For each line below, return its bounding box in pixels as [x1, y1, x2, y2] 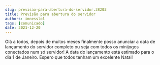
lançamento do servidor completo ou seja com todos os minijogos [5, 44, 139, 50]
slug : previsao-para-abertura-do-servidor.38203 [5, 7, 107, 12]
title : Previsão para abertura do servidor [5, 12, 96, 17]
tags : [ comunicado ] [5, 21, 45, 26]
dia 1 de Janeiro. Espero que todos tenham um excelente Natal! [5, 54, 133, 60]
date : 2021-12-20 [5, 25, 41, 30]
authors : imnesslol [5, 16, 45, 21]
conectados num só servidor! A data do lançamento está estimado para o [5, 49, 154, 55]
